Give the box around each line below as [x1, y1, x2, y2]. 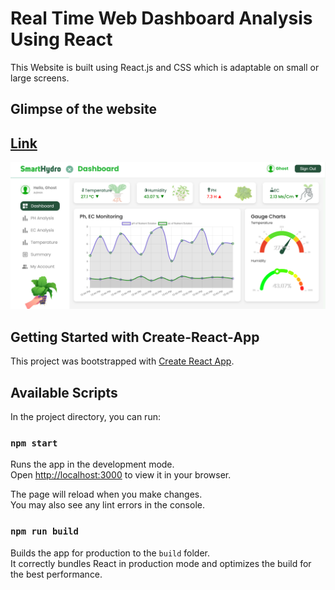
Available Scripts [10, 384, 118, 401]
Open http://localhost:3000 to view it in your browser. [10, 469, 232, 481]
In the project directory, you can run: [10, 411, 161, 423]
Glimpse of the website [10, 101, 158, 118]
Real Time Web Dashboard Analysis [10, 7, 313, 30]
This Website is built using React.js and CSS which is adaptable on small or [10, 61, 320, 73]
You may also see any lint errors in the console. [10, 499, 205, 511]
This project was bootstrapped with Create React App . [10, 355, 235, 367]
